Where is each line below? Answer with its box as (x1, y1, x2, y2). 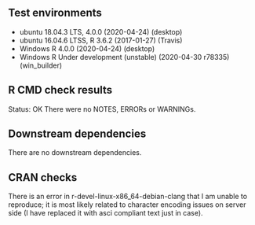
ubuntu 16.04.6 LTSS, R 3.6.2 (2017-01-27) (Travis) (19, 35, 183, 45)
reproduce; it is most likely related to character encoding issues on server (8, 200, 246, 209)
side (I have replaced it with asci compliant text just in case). (8, 208, 203, 218)
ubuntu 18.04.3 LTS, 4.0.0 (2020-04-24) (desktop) (19, 27, 183, 36)
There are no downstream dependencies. (8, 148, 142, 157)
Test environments (8, 6, 102, 20)
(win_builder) (19, 61, 63, 70)
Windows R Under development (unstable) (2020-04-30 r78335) (19, 52, 230, 61)
